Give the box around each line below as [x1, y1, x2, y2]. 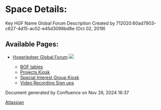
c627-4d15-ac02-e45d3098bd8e [5, 25, 75, 31]
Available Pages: [5, 40, 59, 49]
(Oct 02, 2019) [75, 25, 106, 31]
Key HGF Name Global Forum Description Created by [5, 20, 115, 26]
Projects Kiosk [20, 69, 50, 75]
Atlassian [5, 99, 24, 105]
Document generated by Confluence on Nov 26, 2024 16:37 [5, 89, 129, 95]
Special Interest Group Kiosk [20, 74, 79, 80]
